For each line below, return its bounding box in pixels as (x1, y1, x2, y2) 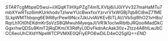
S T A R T (5, 4, 20, 10)
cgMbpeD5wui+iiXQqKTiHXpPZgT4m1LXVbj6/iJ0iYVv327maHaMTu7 (19, 4, 162, 10)
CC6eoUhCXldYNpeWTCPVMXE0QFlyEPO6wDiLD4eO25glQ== (5, 31, 137, 36)
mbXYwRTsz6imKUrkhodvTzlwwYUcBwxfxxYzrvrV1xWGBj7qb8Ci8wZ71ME (5, 9, 162, 15)
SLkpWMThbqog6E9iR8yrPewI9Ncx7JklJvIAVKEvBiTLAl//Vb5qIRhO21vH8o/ (5, 15, 163, 20)
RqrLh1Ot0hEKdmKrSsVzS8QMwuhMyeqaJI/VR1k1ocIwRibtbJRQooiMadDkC (5, 20, 163, 26)
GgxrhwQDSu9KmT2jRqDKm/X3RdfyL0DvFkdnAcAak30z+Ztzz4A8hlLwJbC (5, 25, 163, 31)
